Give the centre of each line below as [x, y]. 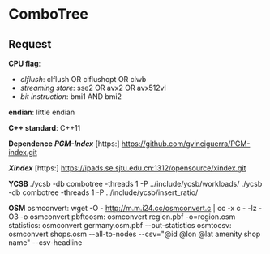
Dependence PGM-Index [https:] [64, 144]
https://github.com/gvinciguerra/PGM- [186, 144]
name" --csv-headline [45, 243]
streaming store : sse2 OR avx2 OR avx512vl [93, 88]
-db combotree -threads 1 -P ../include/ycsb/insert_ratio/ [103, 192]
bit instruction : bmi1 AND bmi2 [71, 97]
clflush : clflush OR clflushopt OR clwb [83, 79]
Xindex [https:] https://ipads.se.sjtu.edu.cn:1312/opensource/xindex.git [127, 168]
